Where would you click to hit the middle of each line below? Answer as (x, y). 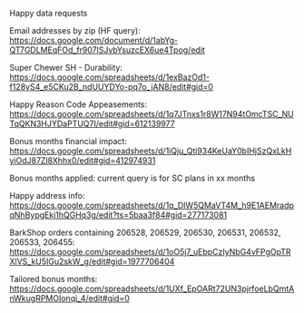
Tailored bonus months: (54, 279)
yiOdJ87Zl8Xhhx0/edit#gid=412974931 (83, 161)
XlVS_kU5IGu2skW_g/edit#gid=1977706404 (92, 261)
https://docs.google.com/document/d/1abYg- (94, 40)
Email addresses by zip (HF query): (75, 30)
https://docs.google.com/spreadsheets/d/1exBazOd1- (110, 77)
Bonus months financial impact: (68, 141)
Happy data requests (49, 13)
